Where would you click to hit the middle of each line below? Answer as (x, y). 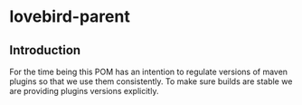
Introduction (45, 50)
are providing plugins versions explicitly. (84, 91)
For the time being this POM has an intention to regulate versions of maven (148, 72)
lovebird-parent (70, 17)
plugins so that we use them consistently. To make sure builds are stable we (151, 81)
